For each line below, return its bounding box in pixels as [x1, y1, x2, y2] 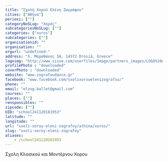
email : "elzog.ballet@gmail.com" [5, 86, 75, 91]
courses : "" [5, 91, 30, 96]
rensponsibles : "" [5, 100, 43, 105]
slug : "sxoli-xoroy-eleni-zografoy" [5, 128, 81, 133]
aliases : [5, 133, 23, 138]
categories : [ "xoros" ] [5, 30, 52, 35]
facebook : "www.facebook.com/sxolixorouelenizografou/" [5, 77, 124, 82]
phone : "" [5, 81, 26, 86]
